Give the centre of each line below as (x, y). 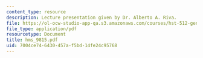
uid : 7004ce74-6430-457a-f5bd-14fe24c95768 (62, 46)
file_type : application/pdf (42, 29)
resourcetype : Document (36, 34)
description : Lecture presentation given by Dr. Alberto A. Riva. (92, 18)
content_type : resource (36, 12)
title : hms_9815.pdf (32, 40)
